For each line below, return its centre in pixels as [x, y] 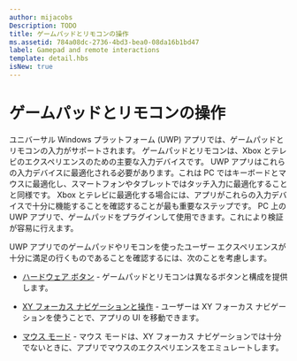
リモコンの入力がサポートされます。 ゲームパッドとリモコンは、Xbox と [140, 150]
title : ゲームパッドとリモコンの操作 [69, 34]
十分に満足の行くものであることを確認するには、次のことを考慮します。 [141, 257]
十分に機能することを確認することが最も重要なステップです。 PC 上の [160, 205]
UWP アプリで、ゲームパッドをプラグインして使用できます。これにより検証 [147, 217]
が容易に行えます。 [44, 227]
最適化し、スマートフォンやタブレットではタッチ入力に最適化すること [160, 183]
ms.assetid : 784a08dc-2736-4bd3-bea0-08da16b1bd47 [104, 42]
